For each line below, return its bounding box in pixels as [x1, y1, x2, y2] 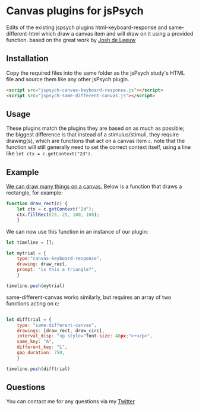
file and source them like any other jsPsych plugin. [6, 75, 129, 82]
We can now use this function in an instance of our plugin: [6, 228, 149, 235]
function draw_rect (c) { [6, 200, 68, 207]
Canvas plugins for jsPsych [6, 4, 144, 18]
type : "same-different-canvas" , [17, 322, 97, 328]
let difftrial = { [6, 316, 52, 323]
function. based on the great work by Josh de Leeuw [6, 36, 136, 43]
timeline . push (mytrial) [6, 283, 65, 289]
